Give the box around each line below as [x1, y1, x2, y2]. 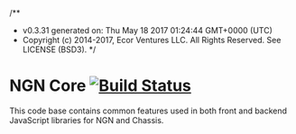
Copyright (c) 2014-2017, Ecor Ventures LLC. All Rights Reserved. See [22, 35, 282, 45]
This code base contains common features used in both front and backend [9, 105, 287, 116]
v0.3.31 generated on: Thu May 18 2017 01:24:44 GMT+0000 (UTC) [22, 25, 273, 35]
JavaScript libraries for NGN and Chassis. [9, 114, 164, 125]
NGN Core [9, 76, 87, 96]
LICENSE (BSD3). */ [22, 44, 97, 55]
